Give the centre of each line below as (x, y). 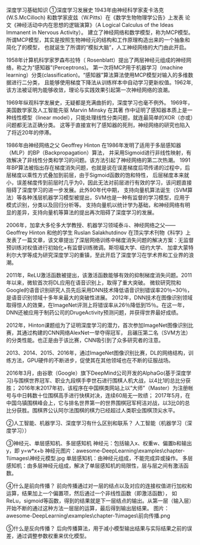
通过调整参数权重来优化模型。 (53, 536)
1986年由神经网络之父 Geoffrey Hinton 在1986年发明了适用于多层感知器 (94, 145)
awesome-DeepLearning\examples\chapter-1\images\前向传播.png (88, 516)
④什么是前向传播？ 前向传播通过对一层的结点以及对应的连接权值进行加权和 (99, 486)
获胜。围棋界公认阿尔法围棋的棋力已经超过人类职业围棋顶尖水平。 (97, 410)
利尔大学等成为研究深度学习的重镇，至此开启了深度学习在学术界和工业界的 (97, 255)
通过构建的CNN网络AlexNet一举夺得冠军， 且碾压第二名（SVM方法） (107, 333)
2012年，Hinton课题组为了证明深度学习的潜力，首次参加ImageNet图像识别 (97, 325)
